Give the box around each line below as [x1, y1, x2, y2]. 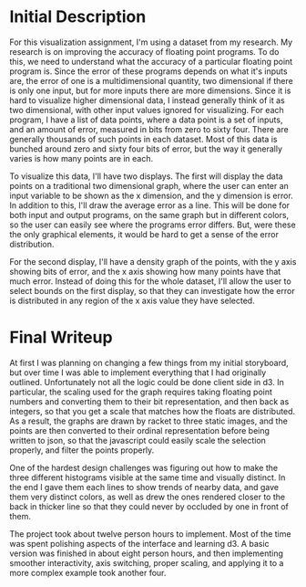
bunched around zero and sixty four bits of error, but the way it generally [9, 143, 283, 154]
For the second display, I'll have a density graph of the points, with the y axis [9, 256, 297, 267]
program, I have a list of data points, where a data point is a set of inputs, [9, 114, 283, 125]
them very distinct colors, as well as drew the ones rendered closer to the [9, 491, 285, 502]
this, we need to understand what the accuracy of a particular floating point [9, 56, 293, 67]
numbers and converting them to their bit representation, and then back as [9, 395, 290, 407]
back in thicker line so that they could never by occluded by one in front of [9, 500, 289, 512]
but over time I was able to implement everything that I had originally [9, 367, 267, 378]
